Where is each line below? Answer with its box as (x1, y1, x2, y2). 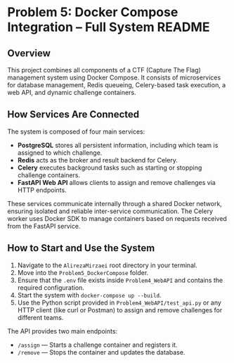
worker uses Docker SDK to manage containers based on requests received (7, 214, 227, 222)
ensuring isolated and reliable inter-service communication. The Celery (7, 207, 213, 215)
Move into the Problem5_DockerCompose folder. (17, 268, 149, 276)
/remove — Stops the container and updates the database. (17, 348, 186, 356)
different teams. (17, 313, 64, 321)
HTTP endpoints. (17, 186, 67, 194)
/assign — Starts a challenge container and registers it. (17, 340, 178, 349)
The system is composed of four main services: (7, 127, 145, 136)
